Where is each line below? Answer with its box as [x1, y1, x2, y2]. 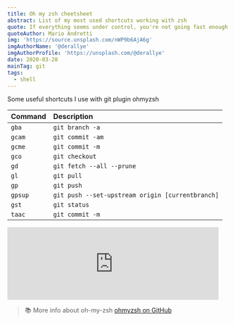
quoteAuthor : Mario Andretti [7, 30, 93, 37]
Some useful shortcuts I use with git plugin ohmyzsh [7, 95, 160, 103]
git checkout [53, 153, 97, 160]
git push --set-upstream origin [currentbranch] [53, 191, 220, 199]
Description [53, 112, 94, 122]
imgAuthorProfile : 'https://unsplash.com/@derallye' [7, 50, 165, 57]
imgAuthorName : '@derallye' [7, 43, 90, 50]
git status [53, 201, 90, 209]
